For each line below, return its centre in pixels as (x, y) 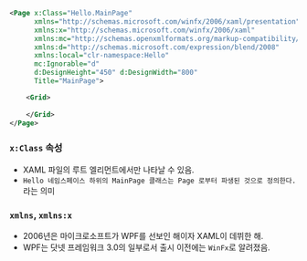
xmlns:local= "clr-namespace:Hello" (101, 56)
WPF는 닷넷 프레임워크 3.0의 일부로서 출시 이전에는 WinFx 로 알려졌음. (147, 247)
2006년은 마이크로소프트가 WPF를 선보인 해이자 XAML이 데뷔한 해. (143, 235)
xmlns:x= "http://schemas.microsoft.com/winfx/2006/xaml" (144, 30)
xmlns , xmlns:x (41, 214)
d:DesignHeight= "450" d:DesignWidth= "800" (116, 73)
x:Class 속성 (36, 148)
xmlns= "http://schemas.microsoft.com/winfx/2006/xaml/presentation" (167, 21)
